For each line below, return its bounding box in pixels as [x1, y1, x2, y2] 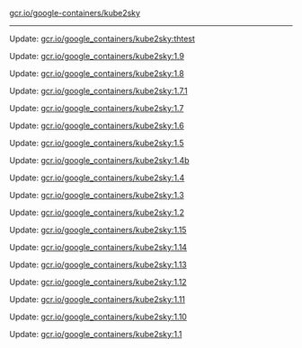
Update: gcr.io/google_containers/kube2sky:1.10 [9, 311, 187, 322]
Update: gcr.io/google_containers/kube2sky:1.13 [9, 259, 187, 270]
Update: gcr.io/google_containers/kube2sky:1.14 [9, 242, 187, 252]
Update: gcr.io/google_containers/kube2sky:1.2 [9, 207, 184, 218]
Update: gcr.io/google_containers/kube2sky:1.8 [9, 68, 184, 79]
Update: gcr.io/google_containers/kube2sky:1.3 [9, 190, 184, 200]
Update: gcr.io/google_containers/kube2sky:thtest [9, 33, 196, 44]
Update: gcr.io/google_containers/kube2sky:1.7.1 [9, 85, 188, 96]
